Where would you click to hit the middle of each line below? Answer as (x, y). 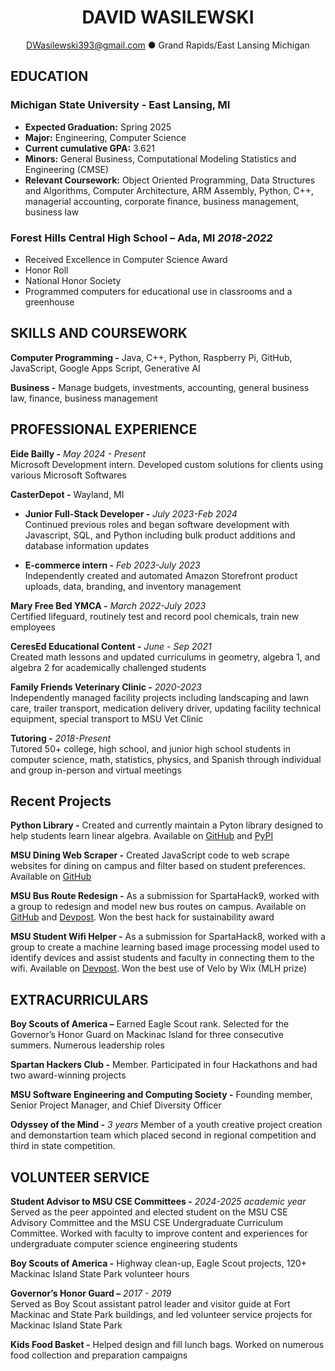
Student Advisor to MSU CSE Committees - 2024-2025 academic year (158, 1201)
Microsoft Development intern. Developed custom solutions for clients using (166, 464)
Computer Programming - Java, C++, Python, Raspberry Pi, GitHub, (151, 357)
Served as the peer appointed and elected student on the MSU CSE (149, 1212)
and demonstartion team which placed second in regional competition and (163, 1135)
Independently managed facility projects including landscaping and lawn (160, 697)
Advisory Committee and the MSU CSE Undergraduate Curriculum (147, 1222)
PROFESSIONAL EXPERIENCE (104, 429)
